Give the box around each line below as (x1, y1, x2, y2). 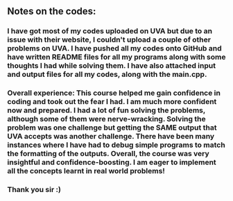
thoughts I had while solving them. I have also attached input (7, 61, 216, 71)
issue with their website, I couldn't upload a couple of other (7, 35, 212, 44)
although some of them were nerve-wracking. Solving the (7, 114, 206, 124)
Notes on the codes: (7, 6, 96, 17)
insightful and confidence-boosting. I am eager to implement (7, 157, 216, 167)
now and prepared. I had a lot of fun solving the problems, (7, 105, 206, 115)
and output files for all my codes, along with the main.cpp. (7, 69, 207, 79)
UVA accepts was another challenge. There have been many (7, 132, 215, 141)
